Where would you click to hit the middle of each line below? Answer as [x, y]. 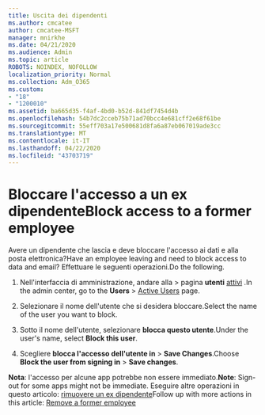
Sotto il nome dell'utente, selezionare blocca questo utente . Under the [134, 330]
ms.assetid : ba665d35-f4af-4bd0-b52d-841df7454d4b [93, 112]
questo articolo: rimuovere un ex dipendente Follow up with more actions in [130, 394]
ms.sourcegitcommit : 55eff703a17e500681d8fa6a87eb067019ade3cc [115, 126]
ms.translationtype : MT [47, 133]
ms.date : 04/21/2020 [42, 45]
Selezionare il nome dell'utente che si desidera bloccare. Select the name [138, 306]
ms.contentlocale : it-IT [49, 141]
